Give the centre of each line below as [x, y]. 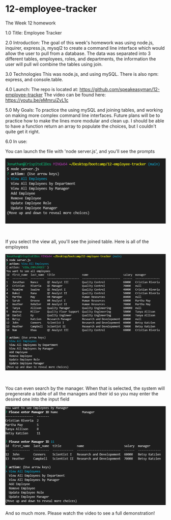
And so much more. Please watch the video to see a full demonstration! [80, 513]
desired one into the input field [37, 399]
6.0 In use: [16, 141]
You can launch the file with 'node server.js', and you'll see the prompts [80, 151]
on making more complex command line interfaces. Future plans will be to [83, 115]
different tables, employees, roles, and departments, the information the [81, 58]
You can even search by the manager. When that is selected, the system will [85, 388]
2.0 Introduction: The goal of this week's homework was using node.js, [80, 42]
